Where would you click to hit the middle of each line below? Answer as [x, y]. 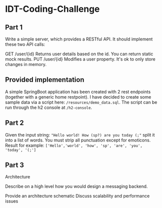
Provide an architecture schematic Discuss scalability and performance [78, 196]
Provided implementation [45, 80]
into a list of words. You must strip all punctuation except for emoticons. [78, 140]
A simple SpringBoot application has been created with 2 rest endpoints [78, 92]
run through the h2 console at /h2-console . [49, 107]
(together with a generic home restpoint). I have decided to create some [78, 97]
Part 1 [14, 27]
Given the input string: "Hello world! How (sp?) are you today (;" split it [80, 135]
